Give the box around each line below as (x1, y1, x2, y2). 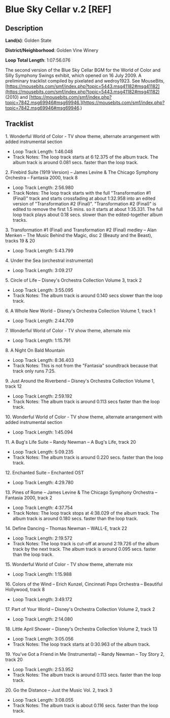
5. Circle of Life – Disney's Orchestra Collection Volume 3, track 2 (5, 277, 142, 283)
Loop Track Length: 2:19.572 (12, 535, 73, 541)
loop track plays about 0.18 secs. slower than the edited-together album (12, 211, 163, 218)
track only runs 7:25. (12, 368, 56, 374)
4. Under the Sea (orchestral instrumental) (5, 257, 94, 263)
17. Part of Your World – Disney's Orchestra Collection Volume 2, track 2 (5, 606, 155, 612)
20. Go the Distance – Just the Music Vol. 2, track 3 (5, 687, 113, 693)
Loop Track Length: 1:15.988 (12, 571, 72, 577)
